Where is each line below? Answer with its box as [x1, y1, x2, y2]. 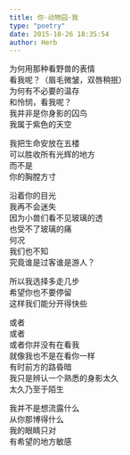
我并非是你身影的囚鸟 [9, 108, 87, 118]
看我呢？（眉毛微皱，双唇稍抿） [9, 75, 126, 85]
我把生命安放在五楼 [9, 138, 80, 149]
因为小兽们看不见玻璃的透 [9, 213, 103, 223]
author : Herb [9, 37, 58, 47]
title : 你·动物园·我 [9, 12, 78, 22]
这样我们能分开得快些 [9, 298, 87, 309]
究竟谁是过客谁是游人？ [9, 257, 95, 268]
